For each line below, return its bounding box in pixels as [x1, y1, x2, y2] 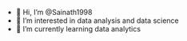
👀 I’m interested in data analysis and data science [15, 16, 180, 25]
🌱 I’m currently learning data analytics [15, 24, 141, 33]
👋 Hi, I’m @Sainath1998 [15, 8, 93, 17]
